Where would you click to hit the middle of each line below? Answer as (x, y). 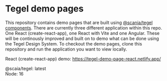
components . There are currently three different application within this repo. (83, 27)
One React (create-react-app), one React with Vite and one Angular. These (82, 33)
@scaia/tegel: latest (26, 68)
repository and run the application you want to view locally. (66, 49)
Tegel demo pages (44, 9)
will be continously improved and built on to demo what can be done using (82, 38)
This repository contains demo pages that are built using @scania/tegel (79, 22)
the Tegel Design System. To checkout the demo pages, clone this (74, 43)
